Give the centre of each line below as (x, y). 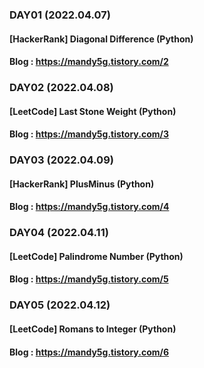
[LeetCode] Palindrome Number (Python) (96, 256)
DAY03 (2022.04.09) (61, 160)
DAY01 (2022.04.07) (60, 15)
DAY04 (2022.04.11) (59, 233)
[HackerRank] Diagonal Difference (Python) (101, 39)
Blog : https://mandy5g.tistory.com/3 (89, 134)
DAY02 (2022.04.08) (61, 88)
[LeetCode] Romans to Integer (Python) (93, 329)
